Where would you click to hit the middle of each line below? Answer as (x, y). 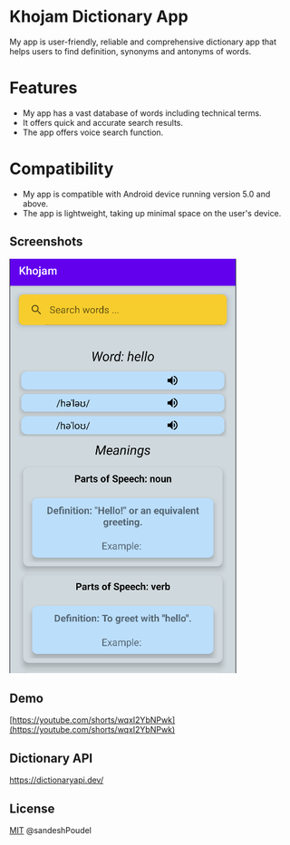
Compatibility (62, 169)
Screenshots (46, 242)
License (32, 808)
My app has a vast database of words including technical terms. (142, 113)
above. (35, 203)
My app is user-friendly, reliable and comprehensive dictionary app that (143, 42)
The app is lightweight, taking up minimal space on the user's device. (152, 213)
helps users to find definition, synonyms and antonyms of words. (130, 51)
